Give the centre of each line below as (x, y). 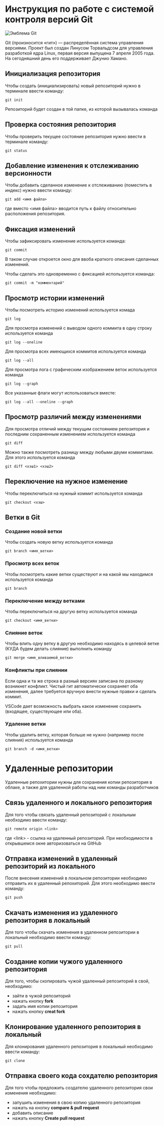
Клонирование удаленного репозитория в (73, 1027)
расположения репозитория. (35, 214)
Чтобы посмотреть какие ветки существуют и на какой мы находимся (79, 574)
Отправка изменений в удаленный (61, 859)
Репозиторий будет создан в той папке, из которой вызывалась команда (82, 109)
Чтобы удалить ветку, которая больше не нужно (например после (74, 734)
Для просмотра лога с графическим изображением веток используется (81, 369)
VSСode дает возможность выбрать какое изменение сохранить (73, 706)
